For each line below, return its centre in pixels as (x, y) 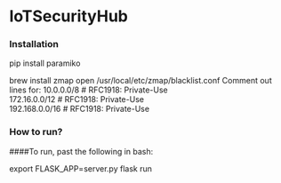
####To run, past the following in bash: (81, 151)
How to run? (36, 132)
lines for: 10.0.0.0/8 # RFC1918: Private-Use (89, 90)
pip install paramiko (45, 63)
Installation (34, 44)
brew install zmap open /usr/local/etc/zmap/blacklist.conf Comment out (141, 81)
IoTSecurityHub (69, 16)
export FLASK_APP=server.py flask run (81, 168)
